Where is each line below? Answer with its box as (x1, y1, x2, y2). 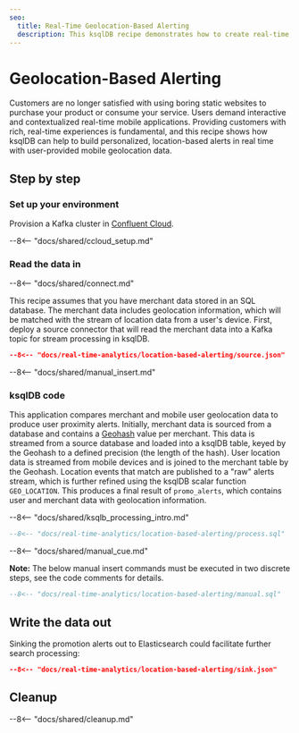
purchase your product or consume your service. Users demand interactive (9, 107, 287, 118)
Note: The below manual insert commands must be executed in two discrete (9, 563, 291, 574)
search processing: (9, 648, 80, 659)
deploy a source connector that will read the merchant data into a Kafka (9, 324, 273, 335)
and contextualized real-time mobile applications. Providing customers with (9, 117, 287, 128)
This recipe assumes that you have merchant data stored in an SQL (9, 296, 256, 307)
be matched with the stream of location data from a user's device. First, (9, 315, 272, 325)
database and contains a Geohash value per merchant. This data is (9, 428, 255, 439)
